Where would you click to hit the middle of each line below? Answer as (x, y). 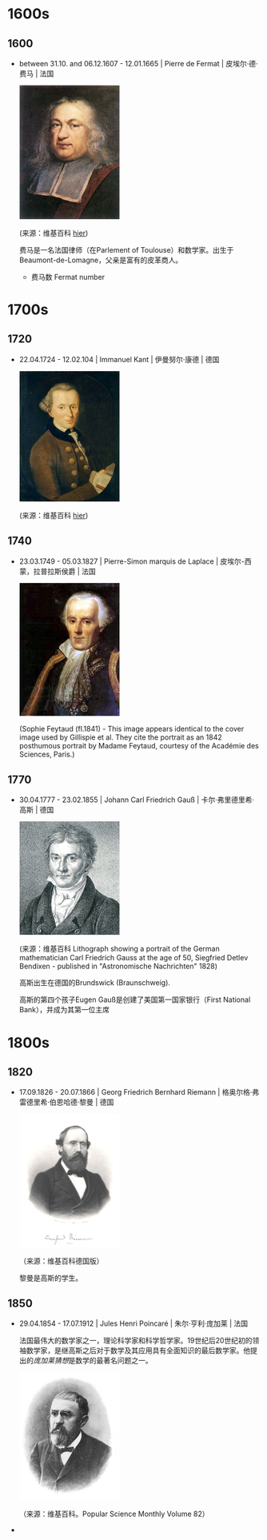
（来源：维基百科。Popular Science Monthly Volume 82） (114, 1514)
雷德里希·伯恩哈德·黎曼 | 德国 (66, 1102)
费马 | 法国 (36, 74)
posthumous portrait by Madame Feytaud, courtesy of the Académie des (139, 746)
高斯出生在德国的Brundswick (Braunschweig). (95, 983)
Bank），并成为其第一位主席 (64, 1010)
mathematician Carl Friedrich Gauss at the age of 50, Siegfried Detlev (133, 958)
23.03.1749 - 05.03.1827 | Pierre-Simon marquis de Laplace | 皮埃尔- (132, 561)
